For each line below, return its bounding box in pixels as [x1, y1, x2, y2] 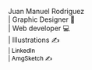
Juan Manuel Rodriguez [8, 7, 85, 16]
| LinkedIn [8, 47, 36, 54]
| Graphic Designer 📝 [8, 15, 76, 24]
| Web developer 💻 [8, 23, 70, 33]
